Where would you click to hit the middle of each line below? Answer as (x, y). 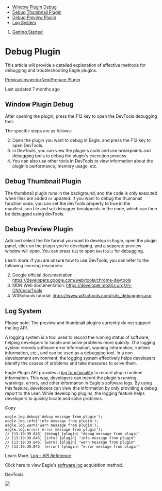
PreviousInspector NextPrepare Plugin (43, 79)
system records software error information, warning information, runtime (78, 348)
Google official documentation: (43, 275)
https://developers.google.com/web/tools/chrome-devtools (72, 280)
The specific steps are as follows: (39, 130)
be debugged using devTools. (35, 214)
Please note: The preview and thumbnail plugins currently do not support (78, 323)
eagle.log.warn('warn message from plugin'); (52, 425)
